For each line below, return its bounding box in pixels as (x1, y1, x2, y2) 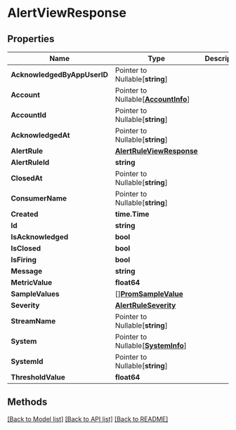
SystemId (11, 356, 44, 366)
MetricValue (11, 278, 53, 287)
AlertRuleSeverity (114, 300, 176, 310)
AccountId (11, 110, 47, 120)
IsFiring (11, 255, 37, 264)
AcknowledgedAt (11, 130, 70, 140)
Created (11, 209, 39, 219)
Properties (7, 33, 55, 45)
